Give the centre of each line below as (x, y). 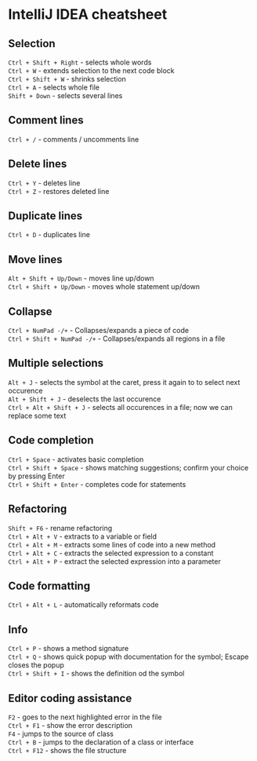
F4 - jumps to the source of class (61, 734)
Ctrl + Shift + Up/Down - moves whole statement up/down (104, 287)
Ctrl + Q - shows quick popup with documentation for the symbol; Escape (128, 657)
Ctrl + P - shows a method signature (69, 649)
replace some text (37, 415)
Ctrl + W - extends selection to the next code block (91, 71)
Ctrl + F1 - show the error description (71, 725)
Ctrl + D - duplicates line (49, 235)
